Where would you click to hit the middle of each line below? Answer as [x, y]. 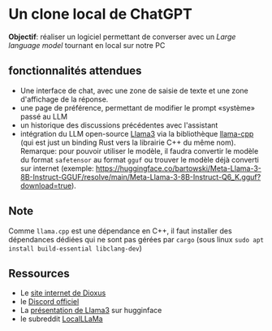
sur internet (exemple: [57, 168]
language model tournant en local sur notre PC [87, 45]
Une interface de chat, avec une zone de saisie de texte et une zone [134, 90]
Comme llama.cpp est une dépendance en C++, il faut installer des [121, 231]
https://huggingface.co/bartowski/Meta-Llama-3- [179, 168]
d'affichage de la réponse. [64, 99]
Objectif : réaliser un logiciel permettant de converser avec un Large [122, 37]
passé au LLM [43, 116]
